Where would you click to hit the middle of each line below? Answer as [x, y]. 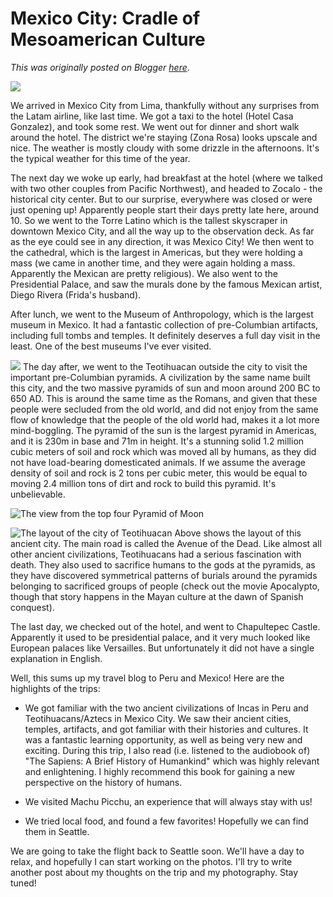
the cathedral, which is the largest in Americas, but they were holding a [156, 252]
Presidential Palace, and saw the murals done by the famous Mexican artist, [166, 284]
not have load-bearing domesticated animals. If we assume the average [158, 462]
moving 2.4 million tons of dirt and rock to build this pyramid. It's [143, 483]
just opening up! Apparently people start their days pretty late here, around [165, 209]
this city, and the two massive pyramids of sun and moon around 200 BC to [165, 388]
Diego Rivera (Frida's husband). [76, 294]
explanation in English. [56, 658]
